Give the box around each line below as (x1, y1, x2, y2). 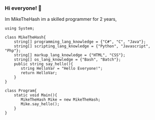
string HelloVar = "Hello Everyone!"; (20, 66, 103, 71)
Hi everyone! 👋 (5, 5, 42, 12)
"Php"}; (5, 48, 21, 53)
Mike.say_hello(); (20, 102, 59, 107)
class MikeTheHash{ (5, 35, 46, 40)
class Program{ (5, 88, 37, 94)
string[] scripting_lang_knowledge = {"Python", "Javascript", (14, 44, 151, 49)
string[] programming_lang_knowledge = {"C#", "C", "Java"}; (14, 39, 146, 45)
